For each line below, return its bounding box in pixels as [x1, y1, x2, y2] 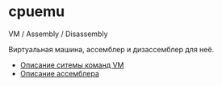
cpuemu [8, 2, 65, 21]
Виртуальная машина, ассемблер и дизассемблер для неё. [8, 44, 215, 54]
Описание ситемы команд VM [19, 59, 124, 70]
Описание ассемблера [19, 68, 99, 78]
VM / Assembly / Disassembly [8, 29, 108, 39]
